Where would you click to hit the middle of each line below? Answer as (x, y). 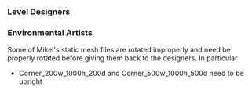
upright (30, 81)
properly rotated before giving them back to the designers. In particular (122, 58)
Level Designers (39, 12)
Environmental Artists (50, 32)
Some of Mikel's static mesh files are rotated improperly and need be (119, 50)
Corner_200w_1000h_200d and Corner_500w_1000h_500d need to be (131, 74)
